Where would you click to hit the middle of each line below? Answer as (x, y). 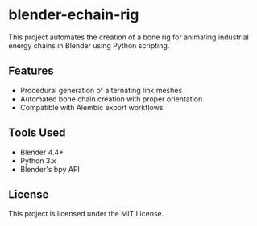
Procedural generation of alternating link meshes (101, 90)
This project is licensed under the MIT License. (86, 214)
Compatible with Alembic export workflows (91, 107)
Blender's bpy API (50, 169)
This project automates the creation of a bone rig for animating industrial (129, 37)
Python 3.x (38, 160)
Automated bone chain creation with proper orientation (111, 99)
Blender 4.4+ (42, 152)
